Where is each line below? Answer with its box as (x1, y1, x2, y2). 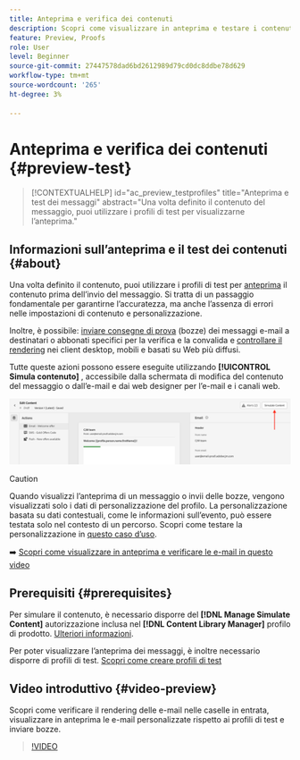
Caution (9, 474, 38, 485)
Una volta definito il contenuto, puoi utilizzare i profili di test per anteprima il (9, 280, 287, 291)
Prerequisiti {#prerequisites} (9, 586, 172, 601)
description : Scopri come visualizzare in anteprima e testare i (9, 23, 257, 33)
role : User (9, 43, 50, 52)
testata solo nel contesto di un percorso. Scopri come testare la (9, 519, 243, 530)
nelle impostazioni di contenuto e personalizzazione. (9, 308, 203, 319)
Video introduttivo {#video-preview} (9, 680, 217, 697)
